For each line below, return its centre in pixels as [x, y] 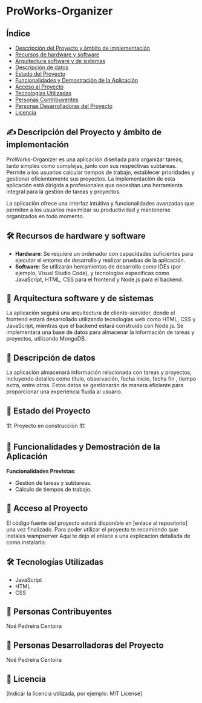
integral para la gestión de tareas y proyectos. [64, 192]
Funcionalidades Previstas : [41, 471]
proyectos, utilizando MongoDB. [46, 339]
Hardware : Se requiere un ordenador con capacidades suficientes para [104, 253]
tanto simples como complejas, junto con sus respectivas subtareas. [92, 165]
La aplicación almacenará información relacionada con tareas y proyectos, [99, 372]
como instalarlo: [26, 542]
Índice [18, 34]
